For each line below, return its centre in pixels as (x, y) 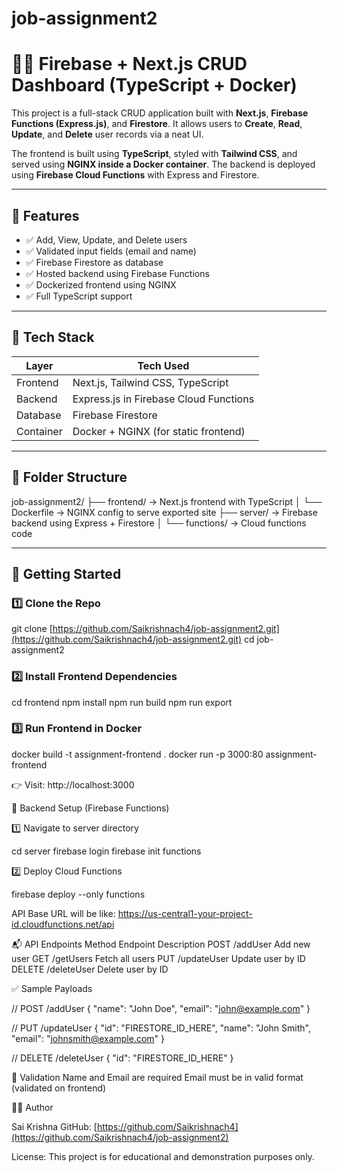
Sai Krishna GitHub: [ (54, 1126)
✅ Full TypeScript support (79, 296)
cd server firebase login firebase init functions (106, 851)
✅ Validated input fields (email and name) (111, 251)
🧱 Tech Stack (53, 337)
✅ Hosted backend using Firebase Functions (117, 273)
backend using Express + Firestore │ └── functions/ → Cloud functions (159, 523)
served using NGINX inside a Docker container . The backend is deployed (163, 164)
